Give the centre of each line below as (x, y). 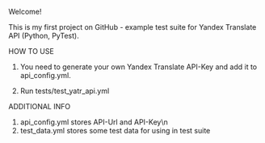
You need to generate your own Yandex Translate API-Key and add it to (139, 67)
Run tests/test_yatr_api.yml (65, 91)
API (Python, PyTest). (44, 36)
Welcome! (25, 12)
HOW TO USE (31, 51)
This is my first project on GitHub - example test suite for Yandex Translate (132, 27)
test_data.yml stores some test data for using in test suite (115, 131)
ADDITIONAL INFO (40, 106)
